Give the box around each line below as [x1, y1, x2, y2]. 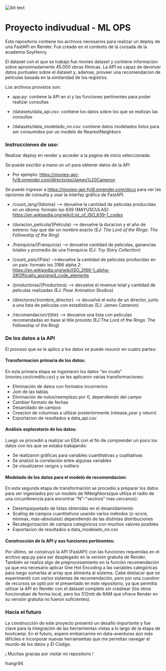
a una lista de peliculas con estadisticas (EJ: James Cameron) [12, 302, 139, 308]
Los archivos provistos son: [5, 84, 61, 90]
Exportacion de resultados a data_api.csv [12, 415, 97, 421]
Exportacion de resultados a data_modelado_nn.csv [12, 527, 118, 533]
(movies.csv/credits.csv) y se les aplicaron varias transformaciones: [5, 374, 144, 380]
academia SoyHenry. [5, 49, 48, 55]
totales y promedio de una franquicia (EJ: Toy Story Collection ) [12, 247, 141, 253]
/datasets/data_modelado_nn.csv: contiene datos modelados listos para [12, 123, 160, 129]
